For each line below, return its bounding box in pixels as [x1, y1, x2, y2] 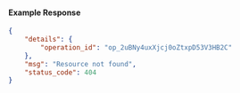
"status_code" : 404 [24, 67, 97, 77]
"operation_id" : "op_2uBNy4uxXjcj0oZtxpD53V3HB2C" [40, 43, 233, 52]
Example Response [8, 7, 81, 18]
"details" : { [24, 35, 73, 44]
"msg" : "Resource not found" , [24, 59, 137, 68]
